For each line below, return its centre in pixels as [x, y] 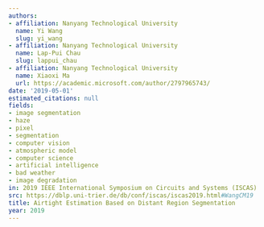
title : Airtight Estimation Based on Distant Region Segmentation [122, 203]
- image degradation [43, 181]
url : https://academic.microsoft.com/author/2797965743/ [113, 83]
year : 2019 [27, 210]
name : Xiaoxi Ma [43, 76]
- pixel [21, 128]
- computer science [41, 158]
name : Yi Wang [39, 31]
